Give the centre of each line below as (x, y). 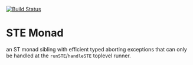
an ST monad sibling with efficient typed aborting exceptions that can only (97, 49)
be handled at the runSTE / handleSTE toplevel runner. (68, 56)
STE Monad (35, 33)
